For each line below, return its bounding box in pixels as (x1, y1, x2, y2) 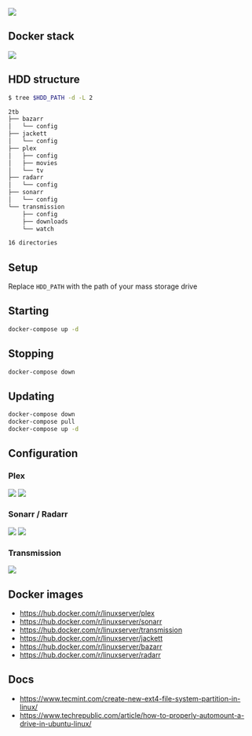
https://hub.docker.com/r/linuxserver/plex (19, 608, 155, 617)
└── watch (22, 225, 55, 233)
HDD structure (8, 73, 80, 86)
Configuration (8, 447, 79, 460)
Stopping (8, 347, 54, 361)
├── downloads (22, 217, 68, 226)
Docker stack (8, 30, 75, 43)
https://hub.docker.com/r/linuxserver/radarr (19, 650, 161, 660)
